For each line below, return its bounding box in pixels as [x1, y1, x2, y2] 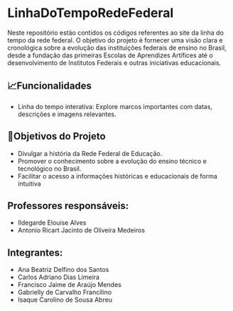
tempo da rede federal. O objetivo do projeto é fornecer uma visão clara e [7, 35, 223, 44]
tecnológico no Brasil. [17, 164, 82, 173]
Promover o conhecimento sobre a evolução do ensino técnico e [17, 157, 207, 165]
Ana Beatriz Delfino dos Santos [17, 266, 109, 274]
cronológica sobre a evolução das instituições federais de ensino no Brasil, [7, 43, 227, 52]
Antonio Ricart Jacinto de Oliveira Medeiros [17, 226, 146, 234]
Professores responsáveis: [7, 200, 129, 212]
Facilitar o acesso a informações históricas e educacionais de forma [17, 171, 218, 180]
